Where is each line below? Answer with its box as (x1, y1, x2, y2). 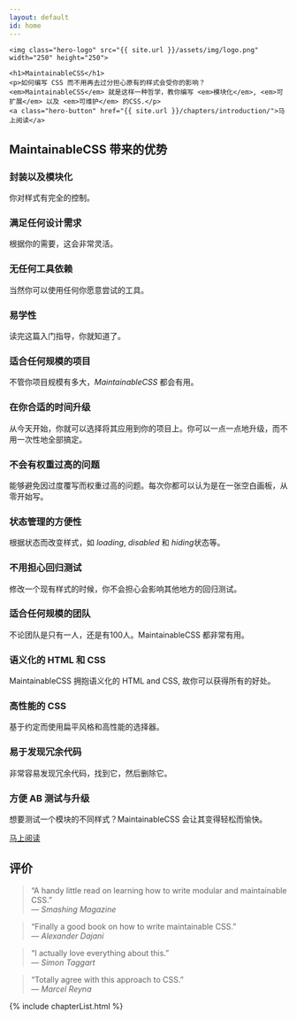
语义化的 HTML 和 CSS (9, 653, 106, 666)
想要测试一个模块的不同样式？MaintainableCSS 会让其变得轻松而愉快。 (9, 814, 268, 824)
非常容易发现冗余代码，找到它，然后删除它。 (9, 768, 172, 778)
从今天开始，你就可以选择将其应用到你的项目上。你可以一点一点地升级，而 (9, 422, 280, 434)
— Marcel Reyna (30, 984, 92, 994)
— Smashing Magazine (30, 904, 117, 915)
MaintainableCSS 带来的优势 (9, 142, 168, 157)
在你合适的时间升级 (9, 401, 91, 413)
